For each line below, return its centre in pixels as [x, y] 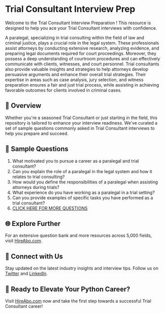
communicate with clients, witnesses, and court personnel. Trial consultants [82, 64]
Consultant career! [24, 306]
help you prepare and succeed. [37, 133]
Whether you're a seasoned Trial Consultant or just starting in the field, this [81, 118]
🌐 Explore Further [33, 224]
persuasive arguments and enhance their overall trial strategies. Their [76, 74]
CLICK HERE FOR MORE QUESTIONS [50, 208]
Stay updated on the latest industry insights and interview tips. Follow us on [82, 268]
